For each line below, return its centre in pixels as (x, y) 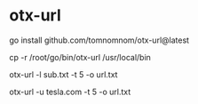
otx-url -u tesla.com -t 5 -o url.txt (70, 92)
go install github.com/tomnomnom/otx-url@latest (99, 40)
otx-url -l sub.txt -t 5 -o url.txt (63, 74)
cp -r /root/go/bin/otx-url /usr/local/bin (80, 57)
